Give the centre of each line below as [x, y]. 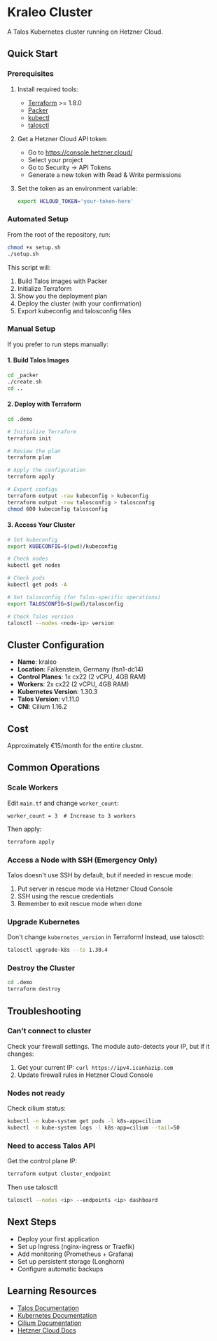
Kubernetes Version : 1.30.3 [57, 692]
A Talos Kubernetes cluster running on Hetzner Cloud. [85, 32]
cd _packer [23, 375]
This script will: [29, 267]
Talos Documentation [48, 1308]
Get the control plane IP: [42, 1161]
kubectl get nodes [34, 565]
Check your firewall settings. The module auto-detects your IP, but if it [108, 1046]
